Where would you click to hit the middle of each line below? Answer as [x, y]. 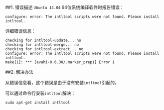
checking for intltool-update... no [43, 40]
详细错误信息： [20, 31]
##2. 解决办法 [19, 72]
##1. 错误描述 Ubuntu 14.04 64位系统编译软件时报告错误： [65, 7]
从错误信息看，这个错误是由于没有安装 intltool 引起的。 [62, 83]
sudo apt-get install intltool [38, 103]
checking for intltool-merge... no [42, 45]
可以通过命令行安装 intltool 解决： [40, 93]
